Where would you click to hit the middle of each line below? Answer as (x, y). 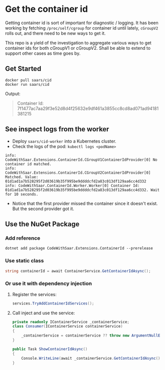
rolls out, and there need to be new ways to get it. (55, 33)
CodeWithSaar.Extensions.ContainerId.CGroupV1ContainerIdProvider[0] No (81, 160)
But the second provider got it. (43, 209)
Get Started (23, 69)
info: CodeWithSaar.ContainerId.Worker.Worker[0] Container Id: (72, 185)
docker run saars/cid (27, 84)
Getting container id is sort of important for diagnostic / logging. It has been (82, 23)
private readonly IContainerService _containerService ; (71, 322)
